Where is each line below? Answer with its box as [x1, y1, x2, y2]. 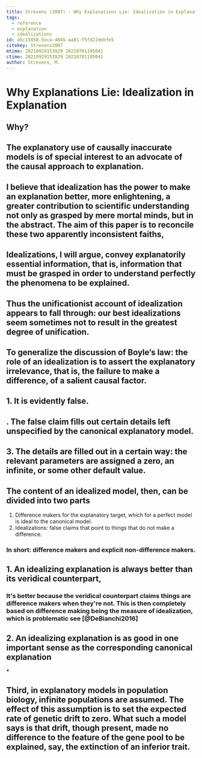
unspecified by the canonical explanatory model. [6, 426, 194, 436]
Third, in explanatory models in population [6, 686, 168, 696]
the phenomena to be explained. [6, 278, 130, 288]
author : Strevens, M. [6, 59, 61, 65]
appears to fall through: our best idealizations [6, 308, 182, 318]
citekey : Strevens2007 [6, 43, 63, 49]
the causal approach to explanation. [6, 161, 144, 172]
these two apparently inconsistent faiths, [6, 229, 164, 239]
